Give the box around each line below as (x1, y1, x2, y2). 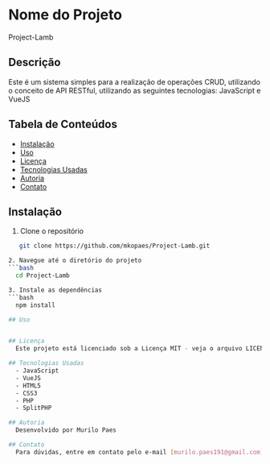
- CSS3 (15, 389, 38, 397)
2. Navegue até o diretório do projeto (8, 256, 142, 265)
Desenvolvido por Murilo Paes (15, 426, 117, 434)
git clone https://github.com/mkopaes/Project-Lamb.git (18, 242, 211, 251)
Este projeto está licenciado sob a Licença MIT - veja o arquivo (15, 345, 243, 353)
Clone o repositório (19, 226, 84, 236)
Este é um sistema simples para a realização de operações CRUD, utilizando (8, 77, 261, 86)
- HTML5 (15, 381, 42, 390)
